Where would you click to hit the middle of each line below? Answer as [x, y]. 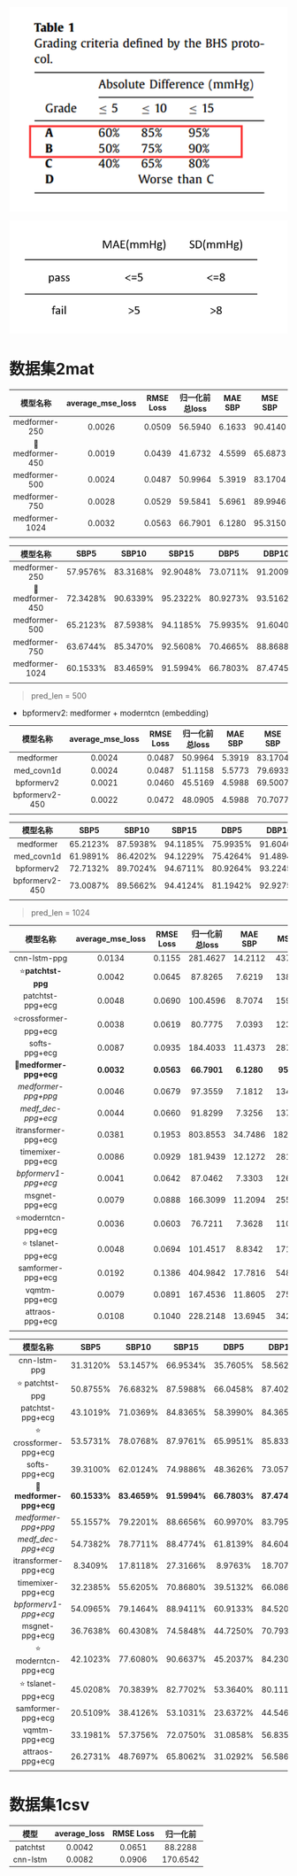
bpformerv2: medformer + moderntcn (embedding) [115, 713]
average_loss [80, 1834]
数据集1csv [49, 1805]
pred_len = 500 [58, 695]
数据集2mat [52, 369]
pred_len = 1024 [60, 913]
